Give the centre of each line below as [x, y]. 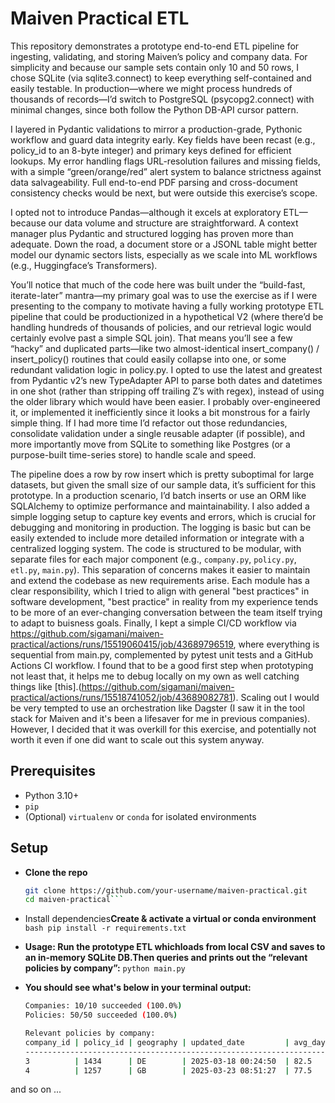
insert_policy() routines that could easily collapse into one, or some [148, 359]
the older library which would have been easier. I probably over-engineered [165, 401]
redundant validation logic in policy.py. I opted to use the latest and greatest [166, 369]
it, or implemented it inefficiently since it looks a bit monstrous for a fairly [160, 412]
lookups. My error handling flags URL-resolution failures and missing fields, [165, 161]
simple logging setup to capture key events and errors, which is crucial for [163, 516]
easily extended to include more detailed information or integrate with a [157, 538]
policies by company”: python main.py [105, 968]
